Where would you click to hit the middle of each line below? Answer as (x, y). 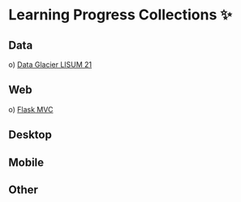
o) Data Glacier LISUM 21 (50, 65)
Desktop (30, 135)
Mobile (26, 162)
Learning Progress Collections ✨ (120, 15)
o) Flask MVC (31, 109)
